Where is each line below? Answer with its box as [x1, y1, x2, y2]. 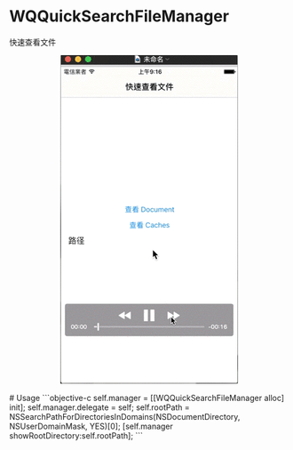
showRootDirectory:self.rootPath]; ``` [9, 430, 144, 441]
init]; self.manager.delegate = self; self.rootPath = [9, 402, 191, 413]
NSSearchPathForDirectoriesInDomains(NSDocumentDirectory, [9, 411, 241, 422]
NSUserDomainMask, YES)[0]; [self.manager [9, 421, 173, 431]
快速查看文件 [9, 36, 56, 47]
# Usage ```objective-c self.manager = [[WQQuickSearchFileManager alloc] [9, 392, 285, 403]
